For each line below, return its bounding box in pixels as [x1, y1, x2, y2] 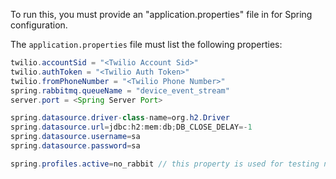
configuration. [10, 19, 68, 31]
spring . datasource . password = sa [10, 141, 141, 151]
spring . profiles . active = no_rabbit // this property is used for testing [10, 159, 320, 169]
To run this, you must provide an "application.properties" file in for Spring [10, 9, 313, 20]
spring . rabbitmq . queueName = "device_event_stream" [10, 85, 230, 96]
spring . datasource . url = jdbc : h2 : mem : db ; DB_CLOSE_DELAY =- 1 [10, 122, 253, 133]
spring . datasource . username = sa [10, 132, 141, 142]
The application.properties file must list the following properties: [10, 39, 283, 50]
